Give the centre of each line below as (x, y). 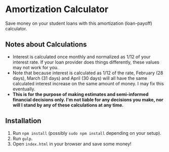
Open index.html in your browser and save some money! (72, 144)
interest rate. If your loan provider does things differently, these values (86, 62)
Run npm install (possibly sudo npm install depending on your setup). (87, 133)
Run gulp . (23, 138)
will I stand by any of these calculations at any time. (68, 105)
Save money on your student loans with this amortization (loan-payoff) (79, 23)
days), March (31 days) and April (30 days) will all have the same (80, 78)
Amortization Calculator (57, 9)
